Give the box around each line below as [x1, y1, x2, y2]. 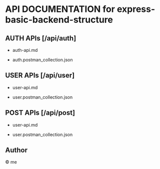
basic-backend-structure [5, 14, 113, 25]
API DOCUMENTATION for [5, 3, 115, 15]
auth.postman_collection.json [12, 57, 73, 63]
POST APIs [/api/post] [5, 109, 75, 117]
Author [5, 146, 27, 155]
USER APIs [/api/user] [5, 71, 75, 80]
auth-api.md [12, 47, 38, 53]
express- [116, 3, 155, 15]
